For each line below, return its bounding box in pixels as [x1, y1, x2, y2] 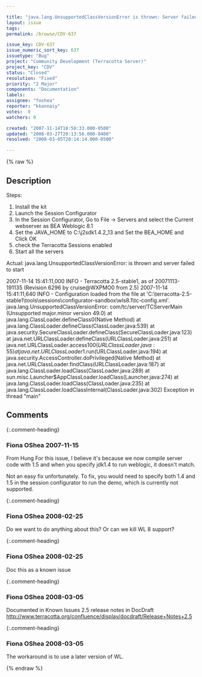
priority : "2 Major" [6, 81, 58, 87]
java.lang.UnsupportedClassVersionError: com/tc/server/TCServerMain [6, 303, 183, 310]
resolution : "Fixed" [6, 75, 58, 81]
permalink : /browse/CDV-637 [6, 31, 77, 37]
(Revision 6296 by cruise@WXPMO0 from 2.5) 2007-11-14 [23, 284, 168, 291]
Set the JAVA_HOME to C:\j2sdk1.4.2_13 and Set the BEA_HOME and [14, 228, 185, 236]
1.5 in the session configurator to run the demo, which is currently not [6, 479, 179, 486]
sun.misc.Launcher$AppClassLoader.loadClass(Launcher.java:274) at [6, 373, 179, 381]
